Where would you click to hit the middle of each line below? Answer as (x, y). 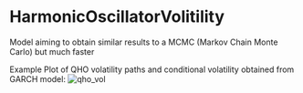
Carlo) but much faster (52, 51)
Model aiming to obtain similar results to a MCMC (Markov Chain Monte (144, 42)
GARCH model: (38, 78)
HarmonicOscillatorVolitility (117, 17)
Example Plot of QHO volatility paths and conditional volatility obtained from (152, 69)
